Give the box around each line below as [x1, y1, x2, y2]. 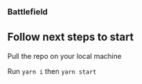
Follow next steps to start [7, 31, 134, 44]
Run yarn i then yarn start [7, 66, 97, 76]
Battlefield [7, 6, 48, 17]
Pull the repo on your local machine [7, 51, 122, 60]
